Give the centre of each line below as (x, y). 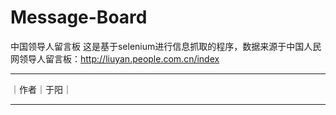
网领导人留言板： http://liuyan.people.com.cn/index (115, 58)
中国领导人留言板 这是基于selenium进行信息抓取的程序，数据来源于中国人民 (166, 46)
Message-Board (79, 17)
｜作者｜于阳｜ (41, 89)
